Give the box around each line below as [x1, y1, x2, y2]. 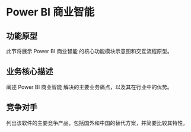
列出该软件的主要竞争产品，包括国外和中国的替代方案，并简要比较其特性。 [6, 119, 188, 126]
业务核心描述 [6, 66, 53, 77]
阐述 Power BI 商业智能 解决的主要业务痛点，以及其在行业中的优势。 [6, 83, 173, 91]
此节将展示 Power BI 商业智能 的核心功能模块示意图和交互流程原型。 [6, 48, 173, 54]
